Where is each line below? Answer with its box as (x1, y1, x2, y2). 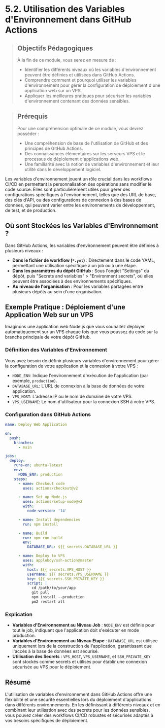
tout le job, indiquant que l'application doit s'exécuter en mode (12, 627, 139, 633)
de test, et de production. (5, 207, 57, 213)
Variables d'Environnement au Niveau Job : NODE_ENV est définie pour (12, 622, 155, 628)
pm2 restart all (31, 599, 65, 604)
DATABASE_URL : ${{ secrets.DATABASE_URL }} (27, 545, 118, 550)
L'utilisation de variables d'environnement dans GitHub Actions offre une (5, 691, 152, 697)
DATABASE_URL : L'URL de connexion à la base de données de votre (12, 383, 145, 389)
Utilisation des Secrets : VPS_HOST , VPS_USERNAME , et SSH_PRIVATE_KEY (12, 654, 151, 659)
